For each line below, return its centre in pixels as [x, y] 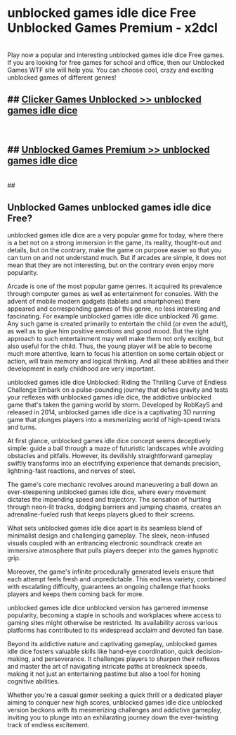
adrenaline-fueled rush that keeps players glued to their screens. [101, 514]
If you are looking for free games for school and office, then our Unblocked [116, 62]
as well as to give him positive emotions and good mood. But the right [108, 331]
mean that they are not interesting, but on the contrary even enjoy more [111, 265]
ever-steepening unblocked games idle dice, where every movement [107, 492]
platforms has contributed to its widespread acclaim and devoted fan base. [116, 630]
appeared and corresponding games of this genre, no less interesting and [114, 309]
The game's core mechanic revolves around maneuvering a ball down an [112, 485]
